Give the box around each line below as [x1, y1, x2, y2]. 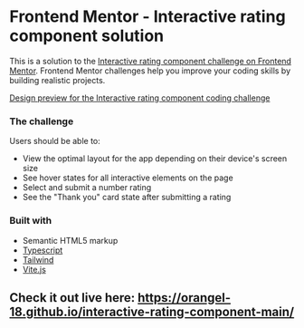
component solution [9, 25, 165, 46]
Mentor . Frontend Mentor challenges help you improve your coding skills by [9, 65, 291, 76]
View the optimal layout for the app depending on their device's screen [22, 153, 288, 164]
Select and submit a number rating [22, 182, 152, 193]
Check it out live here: [9, 290, 136, 305]
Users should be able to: [9, 136, 101, 147]
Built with [9, 215, 52, 227]
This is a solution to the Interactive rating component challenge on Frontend [9, 55, 292, 66]
